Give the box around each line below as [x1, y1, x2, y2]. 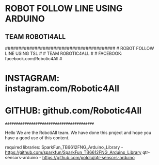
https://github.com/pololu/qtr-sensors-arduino [42, 155, 135, 161]
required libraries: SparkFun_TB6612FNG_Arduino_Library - [5, 144, 124, 150]
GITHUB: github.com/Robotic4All [5, 105, 142, 116]
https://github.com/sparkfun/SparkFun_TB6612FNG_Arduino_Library [5, 149, 142, 155]
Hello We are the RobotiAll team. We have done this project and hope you [5, 130, 152, 136]
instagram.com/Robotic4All [5, 83, 120, 94]
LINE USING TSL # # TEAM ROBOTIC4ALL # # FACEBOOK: [5, 50, 123, 56]
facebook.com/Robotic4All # [5, 56, 63, 61]
